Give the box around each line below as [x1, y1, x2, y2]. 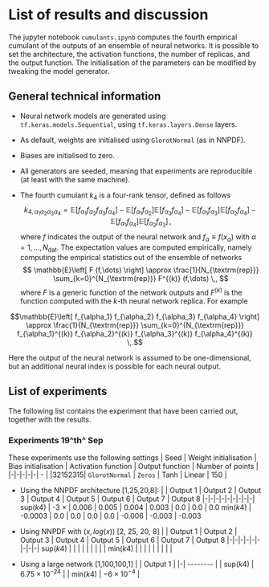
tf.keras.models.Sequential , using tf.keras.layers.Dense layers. [19, 119, 238, 129]
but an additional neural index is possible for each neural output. [8, 361, 222, 371]
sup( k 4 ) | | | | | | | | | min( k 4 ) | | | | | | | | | [41, 544, 173, 553]
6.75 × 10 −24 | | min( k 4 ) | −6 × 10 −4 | [19, 568, 141, 579]
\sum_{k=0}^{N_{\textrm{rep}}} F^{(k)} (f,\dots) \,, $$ [53, 274, 229, 283]
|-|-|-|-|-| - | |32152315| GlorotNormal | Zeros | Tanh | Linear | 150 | [8, 470, 227, 479]
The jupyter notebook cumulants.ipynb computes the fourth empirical [8, 32, 238, 42]
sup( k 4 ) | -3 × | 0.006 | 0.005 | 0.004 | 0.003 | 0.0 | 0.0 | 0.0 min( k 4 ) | [19, 503, 251, 512]
